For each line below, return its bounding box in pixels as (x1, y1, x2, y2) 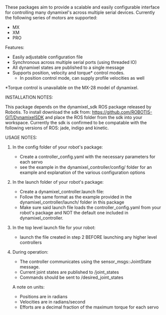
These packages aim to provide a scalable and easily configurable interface (5, 4, 160, 10)
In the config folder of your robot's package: (12, 144, 103, 150)
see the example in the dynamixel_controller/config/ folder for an (19, 164, 152, 170)
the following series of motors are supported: (5, 15, 98, 20)
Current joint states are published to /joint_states (19, 269, 119, 275)
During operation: (12, 249, 49, 255)
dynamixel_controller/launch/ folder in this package (19, 199, 125, 205)
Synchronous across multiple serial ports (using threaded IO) (12, 59, 137, 65)
